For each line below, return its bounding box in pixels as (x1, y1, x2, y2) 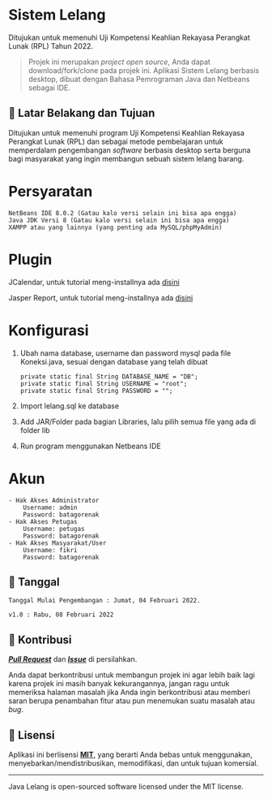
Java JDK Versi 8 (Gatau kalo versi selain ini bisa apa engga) (8, 216, 230, 224)
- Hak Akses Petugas (8, 517, 79, 525)
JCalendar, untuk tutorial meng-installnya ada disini (8, 277, 180, 287)
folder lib (19, 425, 50, 435)
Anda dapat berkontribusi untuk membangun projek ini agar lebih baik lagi (8, 670, 255, 680)
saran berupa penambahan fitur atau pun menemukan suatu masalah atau (8, 696, 255, 706)
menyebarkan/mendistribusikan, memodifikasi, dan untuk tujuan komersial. (8, 758, 259, 768)
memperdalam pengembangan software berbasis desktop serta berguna (8, 145, 251, 155)
